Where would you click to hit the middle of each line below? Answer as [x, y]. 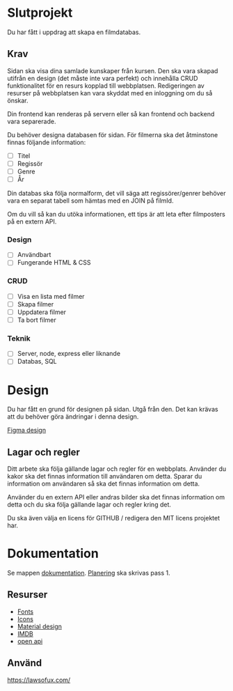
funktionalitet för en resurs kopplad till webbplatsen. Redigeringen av [106, 86]
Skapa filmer [35, 304]
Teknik [19, 338]
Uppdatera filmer [42, 312]
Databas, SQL [37, 362]
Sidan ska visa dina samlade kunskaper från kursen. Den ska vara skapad [113, 70]
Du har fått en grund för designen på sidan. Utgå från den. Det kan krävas [113, 410]
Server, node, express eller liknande [69, 354]
